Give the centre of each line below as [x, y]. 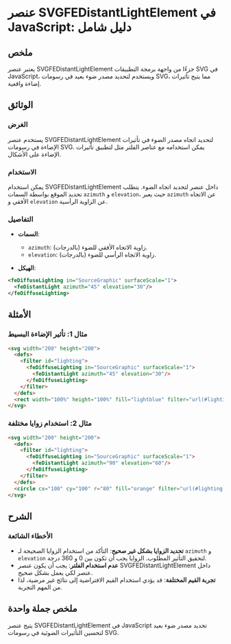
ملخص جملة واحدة [42, 609]
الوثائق [21, 105]
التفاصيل [21, 219]
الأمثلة [20, 314]
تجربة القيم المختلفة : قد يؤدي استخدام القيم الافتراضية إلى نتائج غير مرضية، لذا [117, 580]
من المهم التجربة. [40, 587]
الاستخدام [22, 171]
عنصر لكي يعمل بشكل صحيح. [55, 573]
